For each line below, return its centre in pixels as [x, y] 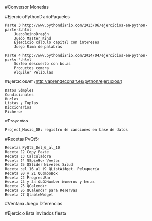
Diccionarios [18, 107]
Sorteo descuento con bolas [42, 64]
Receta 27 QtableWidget [29, 195]
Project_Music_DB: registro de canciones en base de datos [66, 130]
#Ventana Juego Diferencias [34, 204]
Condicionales [20, 95]
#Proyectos [17, 121]
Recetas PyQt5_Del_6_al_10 [33, 148]
